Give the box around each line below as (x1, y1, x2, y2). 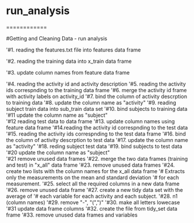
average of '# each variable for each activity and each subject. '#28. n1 (6, 192, 178, 200)
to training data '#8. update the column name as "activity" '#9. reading (6, 99, 176, 106)
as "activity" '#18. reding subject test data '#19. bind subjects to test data (6, 143, 183, 150)
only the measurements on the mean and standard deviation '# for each (6, 174, 179, 181)
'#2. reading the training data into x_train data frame (6, 58, 132, 65)
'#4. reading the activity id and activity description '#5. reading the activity (6, 80, 186, 87)
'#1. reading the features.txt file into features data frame (6, 46, 141, 53)
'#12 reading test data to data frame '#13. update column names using (6, 117, 175, 124)
